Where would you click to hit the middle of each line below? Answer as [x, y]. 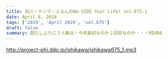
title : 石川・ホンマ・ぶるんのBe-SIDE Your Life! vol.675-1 [77, 11]
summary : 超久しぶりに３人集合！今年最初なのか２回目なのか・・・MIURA [84, 33]
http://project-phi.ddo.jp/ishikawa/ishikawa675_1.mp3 [71, 50]
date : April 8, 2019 [32, 17]
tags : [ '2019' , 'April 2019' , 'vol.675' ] [58, 22]
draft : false [22, 28]
